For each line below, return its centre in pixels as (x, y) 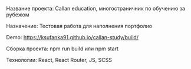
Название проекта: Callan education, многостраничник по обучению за (96, 8)
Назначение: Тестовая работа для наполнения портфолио (79, 26)
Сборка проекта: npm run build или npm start (62, 49)
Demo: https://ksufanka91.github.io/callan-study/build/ (72, 37)
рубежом (18, 15)
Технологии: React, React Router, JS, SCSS (59, 60)
